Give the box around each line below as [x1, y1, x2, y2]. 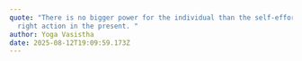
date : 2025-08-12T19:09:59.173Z [9, 38, 130, 48]
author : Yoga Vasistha [9, 30, 94, 39]
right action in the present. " [17, 22, 139, 30]
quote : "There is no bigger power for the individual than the [9, 13, 252, 22]
